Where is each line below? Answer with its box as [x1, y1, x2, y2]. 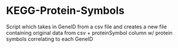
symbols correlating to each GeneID [6, 35, 93, 42]
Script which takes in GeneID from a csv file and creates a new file [6, 23, 167, 30]
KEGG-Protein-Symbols [6, 4, 125, 17]
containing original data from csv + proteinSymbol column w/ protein [6, 29, 173, 36]
